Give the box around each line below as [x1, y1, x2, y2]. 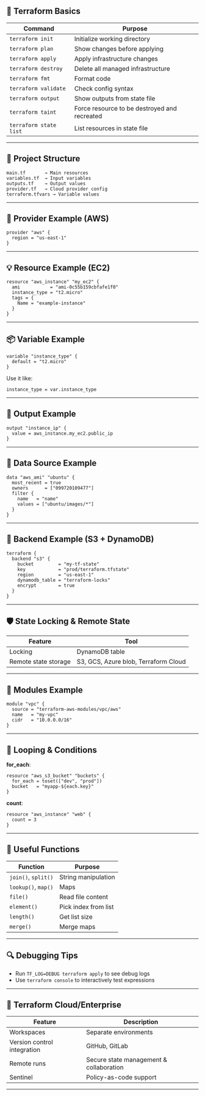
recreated [74, 111, 103, 120]
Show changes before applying [74, 44, 164, 53]
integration [9, 1046, 41, 1054]
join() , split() [9, 872, 54, 881]
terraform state [9, 122, 57, 128]
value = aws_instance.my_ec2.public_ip [12, 430, 113, 436]
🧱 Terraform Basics [6, 6, 81, 17]
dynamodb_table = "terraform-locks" [17, 577, 111, 583]
